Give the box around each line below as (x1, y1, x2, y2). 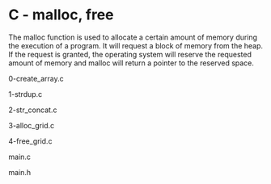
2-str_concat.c (8, 105, 57, 115)
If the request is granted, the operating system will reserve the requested (8, 49, 252, 59)
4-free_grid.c (8, 136, 53, 146)
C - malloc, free (8, 6, 115, 24)
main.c (8, 152, 31, 161)
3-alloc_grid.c (8, 120, 55, 130)
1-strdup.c (8, 89, 43, 98)
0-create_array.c (8, 73, 65, 83)
